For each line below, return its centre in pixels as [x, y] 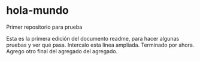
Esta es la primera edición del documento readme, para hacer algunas [93, 38]
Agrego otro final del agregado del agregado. [62, 51]
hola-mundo [37, 10]
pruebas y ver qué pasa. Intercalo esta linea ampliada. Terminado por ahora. [100, 45]
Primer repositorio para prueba [44, 27]
